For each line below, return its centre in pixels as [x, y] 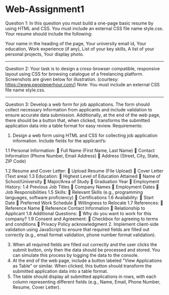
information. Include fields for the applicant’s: [59, 140]
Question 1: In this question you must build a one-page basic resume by [79, 23]
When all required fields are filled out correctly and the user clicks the [85, 244]
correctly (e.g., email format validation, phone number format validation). [80, 235]
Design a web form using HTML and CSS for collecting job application [85, 135]
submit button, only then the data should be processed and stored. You [86, 250]
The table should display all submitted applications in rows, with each [84, 276]
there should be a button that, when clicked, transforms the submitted [77, 120]
